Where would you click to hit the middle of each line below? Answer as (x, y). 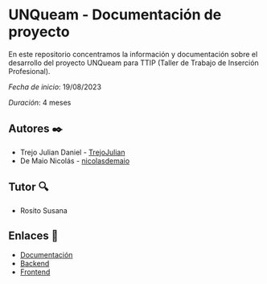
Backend (35, 264)
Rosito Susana (44, 210)
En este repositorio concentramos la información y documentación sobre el (133, 54)
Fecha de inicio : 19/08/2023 (55, 87)
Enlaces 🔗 (33, 235)
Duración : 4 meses (40, 102)
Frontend (35, 272)
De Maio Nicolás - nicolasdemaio (75, 161)
